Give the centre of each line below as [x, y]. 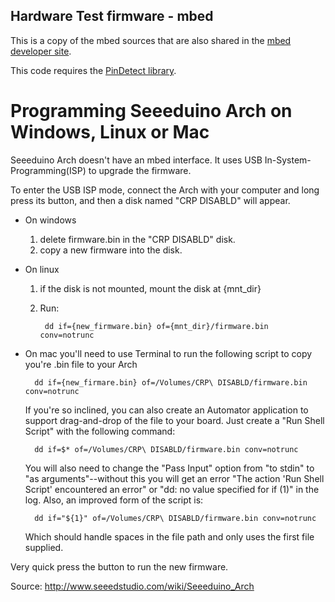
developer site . [41, 51]
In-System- [288, 160]
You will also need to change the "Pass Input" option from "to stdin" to [169, 468]
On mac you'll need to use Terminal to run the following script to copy [168, 353]
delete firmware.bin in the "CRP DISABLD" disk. [137, 239]
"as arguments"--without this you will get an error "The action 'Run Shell [174, 478]
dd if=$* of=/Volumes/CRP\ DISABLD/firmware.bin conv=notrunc [166, 449]
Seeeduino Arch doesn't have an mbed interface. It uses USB [136, 160]
